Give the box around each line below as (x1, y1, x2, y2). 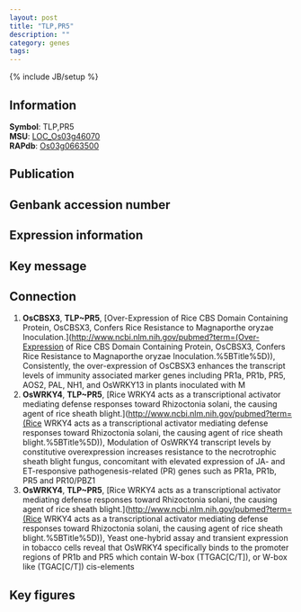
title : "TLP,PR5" (9, 22, 75, 31)
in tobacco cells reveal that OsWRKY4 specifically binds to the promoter (22, 542, 289, 553)
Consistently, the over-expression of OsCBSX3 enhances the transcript (22, 361, 286, 372)
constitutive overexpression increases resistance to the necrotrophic (22, 446, 277, 457)
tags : (9, 47, 30, 56)
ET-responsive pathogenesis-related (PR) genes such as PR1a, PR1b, (22, 465, 277, 477)
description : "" (9, 30, 70, 39)
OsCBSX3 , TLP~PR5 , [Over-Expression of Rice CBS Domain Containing (22, 312, 288, 324)
